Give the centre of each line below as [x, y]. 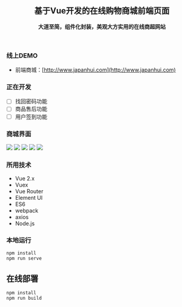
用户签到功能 [31, 116]
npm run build [24, 299]
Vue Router [29, 191]
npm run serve [24, 259]
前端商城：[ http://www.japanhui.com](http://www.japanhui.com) [95, 70]
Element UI [29, 198]
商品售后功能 [31, 109]
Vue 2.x [25, 179]
